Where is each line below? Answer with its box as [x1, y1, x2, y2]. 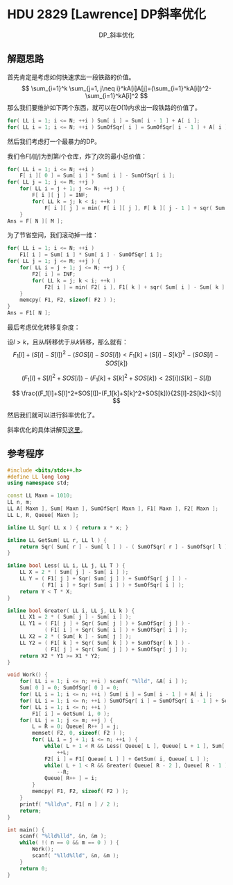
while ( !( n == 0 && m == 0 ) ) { [19, 839, 119, 846]
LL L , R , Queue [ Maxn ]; [7, 511, 79, 518]
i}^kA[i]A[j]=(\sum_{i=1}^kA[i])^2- [116, 84, 212, 93]
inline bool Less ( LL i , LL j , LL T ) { [7, 562, 126, 569]
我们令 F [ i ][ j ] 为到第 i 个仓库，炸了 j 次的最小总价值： [7, 152, 148, 160]
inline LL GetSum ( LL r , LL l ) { [7, 536, 107, 543]
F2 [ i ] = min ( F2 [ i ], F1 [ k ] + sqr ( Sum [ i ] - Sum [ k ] [44, 283, 225, 291]
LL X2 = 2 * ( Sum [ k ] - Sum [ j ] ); [19, 633, 132, 640]
